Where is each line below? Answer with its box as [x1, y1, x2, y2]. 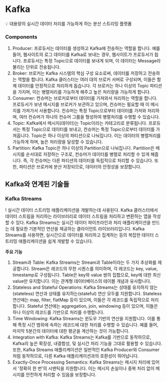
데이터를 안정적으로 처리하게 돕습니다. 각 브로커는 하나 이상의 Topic [17, 83, 149, 89]
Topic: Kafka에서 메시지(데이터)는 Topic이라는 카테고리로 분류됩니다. [12, 120, 148, 126]
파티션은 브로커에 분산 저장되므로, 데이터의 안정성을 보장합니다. [19, 164, 142, 170]
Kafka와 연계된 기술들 [5, 180, 70, 188]
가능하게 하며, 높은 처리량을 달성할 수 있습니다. [12, 139, 103, 145]
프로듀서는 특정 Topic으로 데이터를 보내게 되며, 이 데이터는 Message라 [23, 58, 161, 64]
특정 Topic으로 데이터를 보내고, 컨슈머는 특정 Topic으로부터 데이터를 [21, 126, 155, 133]
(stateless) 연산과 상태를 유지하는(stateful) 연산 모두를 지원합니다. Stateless [12, 290, 162, 296]
